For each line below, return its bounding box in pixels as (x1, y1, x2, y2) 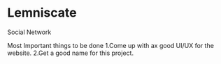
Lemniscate (7, 5, 77, 21)
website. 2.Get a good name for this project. (7, 49, 134, 57)
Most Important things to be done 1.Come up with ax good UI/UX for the (7, 41, 215, 49)
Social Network (7, 28, 52, 36)
